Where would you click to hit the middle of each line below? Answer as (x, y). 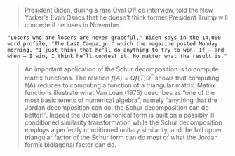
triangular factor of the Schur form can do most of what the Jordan (121, 137)
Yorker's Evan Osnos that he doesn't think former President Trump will (126, 17)
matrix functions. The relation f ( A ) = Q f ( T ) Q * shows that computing (122, 77)
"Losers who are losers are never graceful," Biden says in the (103, 38)
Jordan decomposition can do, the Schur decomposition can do (116, 107)
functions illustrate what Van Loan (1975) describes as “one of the (120, 92)
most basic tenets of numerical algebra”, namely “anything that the (121, 100)
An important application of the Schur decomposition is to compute (121, 69)
